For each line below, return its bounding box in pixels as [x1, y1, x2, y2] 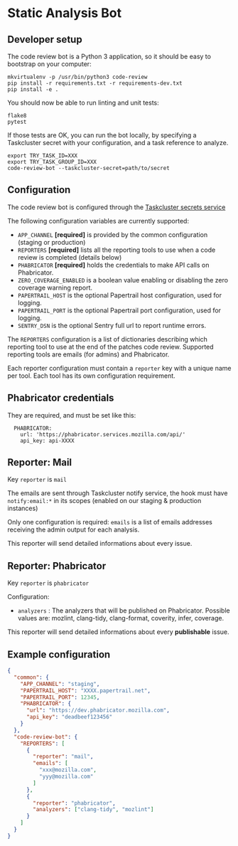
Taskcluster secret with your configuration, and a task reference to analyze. [7, 139, 229, 147]
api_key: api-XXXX [20, 437, 75, 444]
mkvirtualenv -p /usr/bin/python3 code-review [7, 73, 148, 80]
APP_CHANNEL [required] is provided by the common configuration [17, 230, 208, 239]
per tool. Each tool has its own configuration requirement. [7, 371, 175, 380]
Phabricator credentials [7, 392, 114, 404]
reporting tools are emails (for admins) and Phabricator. [7, 350, 170, 359]
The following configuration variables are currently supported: [7, 216, 190, 225]
